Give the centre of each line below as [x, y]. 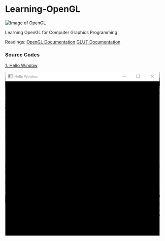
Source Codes [22, 54]
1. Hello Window [21, 66]
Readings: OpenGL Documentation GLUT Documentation [63, 42]
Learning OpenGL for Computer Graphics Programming [61, 32]
